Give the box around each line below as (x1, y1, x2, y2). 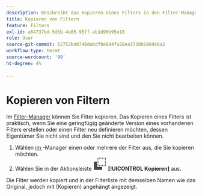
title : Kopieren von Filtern (6, 16, 79, 22)
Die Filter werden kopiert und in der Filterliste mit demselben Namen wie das (6, 177, 196, 184)
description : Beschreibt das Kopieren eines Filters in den (6, 10, 161, 16)
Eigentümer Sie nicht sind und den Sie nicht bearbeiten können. (6, 132, 164, 139)
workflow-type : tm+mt (6, 48, 61, 54)
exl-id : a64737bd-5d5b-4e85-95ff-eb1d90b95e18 (6, 29, 125, 35)
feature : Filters (6, 22, 50, 28)
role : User (6, 35, 34, 41)
